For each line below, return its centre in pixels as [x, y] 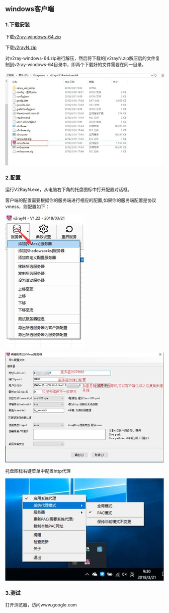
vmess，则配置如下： [28, 207]
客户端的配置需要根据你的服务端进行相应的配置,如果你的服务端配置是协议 [81, 200]
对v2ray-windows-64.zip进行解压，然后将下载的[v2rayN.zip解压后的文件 [80, 58]
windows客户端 [30, 9]
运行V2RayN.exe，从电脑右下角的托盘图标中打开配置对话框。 [69, 190]
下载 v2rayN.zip [21, 47]
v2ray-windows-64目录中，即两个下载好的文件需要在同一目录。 [80, 64]
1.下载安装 [18, 25]
